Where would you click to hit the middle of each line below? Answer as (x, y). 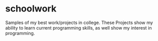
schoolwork (31, 9)
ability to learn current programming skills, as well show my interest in (78, 27)
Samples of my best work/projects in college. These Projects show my (79, 22)
